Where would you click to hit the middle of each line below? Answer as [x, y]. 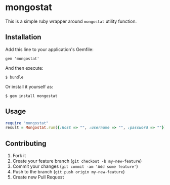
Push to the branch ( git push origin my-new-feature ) [69, 172]
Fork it [19, 156]
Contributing [26, 143]
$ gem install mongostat [31, 96]
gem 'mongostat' [22, 59]
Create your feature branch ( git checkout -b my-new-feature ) [77, 161]
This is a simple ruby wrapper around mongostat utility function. [71, 21]
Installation [23, 37]
